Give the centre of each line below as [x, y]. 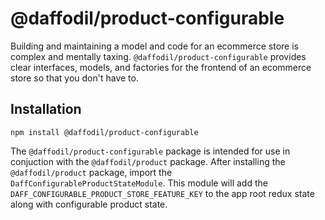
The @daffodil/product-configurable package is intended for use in [150, 151]
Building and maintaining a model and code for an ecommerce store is [154, 46]
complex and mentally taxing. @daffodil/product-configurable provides [158, 56]
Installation [46, 109]
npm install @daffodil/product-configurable [104, 132]
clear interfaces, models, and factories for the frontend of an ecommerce [161, 67]
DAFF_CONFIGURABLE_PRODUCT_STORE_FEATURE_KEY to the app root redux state [162, 193]
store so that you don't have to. [74, 78]
